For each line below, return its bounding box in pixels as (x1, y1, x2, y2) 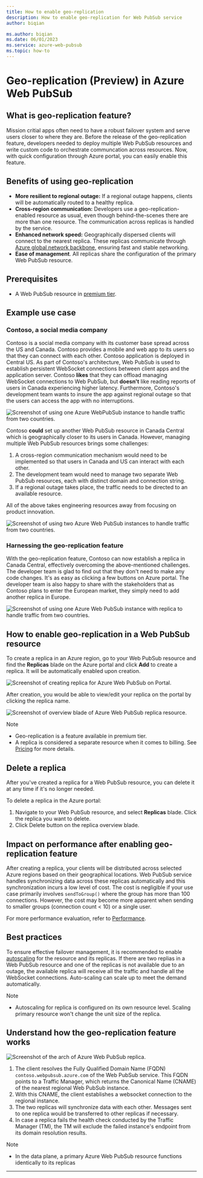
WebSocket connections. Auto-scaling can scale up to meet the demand (6, 974, 187, 981)
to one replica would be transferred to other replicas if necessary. (14, 1110, 179, 1117)
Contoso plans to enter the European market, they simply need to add (6, 587, 179, 594)
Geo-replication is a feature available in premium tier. (14, 732, 147, 740)
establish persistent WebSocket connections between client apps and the (6, 365, 189, 372)
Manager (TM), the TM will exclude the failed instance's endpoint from (14, 1122, 191, 1130)
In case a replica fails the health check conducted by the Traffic (14, 1116, 174, 1124)
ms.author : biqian (6, 31, 53, 37)
